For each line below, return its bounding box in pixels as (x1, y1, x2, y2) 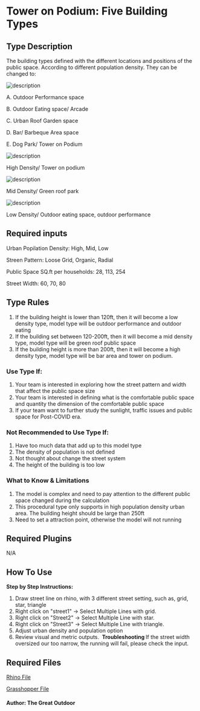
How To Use (6, 567, 53, 577)
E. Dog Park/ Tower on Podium (6, 141, 83, 148)
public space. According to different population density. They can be (6, 64, 177, 71)
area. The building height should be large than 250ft (15, 509, 145, 517)
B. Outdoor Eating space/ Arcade (6, 105, 89, 113)
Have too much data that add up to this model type (15, 442, 142, 449)
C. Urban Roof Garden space (6, 117, 79, 124)
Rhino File (6, 673, 31, 681)
